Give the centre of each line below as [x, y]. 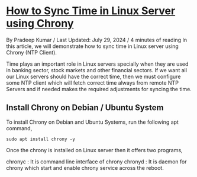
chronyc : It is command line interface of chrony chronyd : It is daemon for [96, 162]
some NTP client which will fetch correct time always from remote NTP [93, 83]
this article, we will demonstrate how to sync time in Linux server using [92, 46]
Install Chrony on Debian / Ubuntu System [85, 108]
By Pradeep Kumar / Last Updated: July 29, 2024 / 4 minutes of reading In [97, 40]
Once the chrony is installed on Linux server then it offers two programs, [94, 150]
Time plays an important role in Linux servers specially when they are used [97, 64]
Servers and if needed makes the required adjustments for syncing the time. [99, 89]
